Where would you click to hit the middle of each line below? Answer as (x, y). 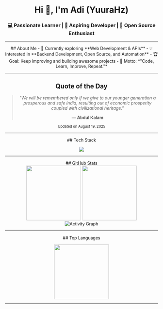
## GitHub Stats (81, 163)
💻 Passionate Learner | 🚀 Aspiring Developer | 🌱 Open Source (81, 25)
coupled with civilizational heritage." (88, 108)
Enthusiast (81, 34)
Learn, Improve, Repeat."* (81, 66)
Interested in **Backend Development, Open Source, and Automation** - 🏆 (81, 54)
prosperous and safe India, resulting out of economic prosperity (88, 103)
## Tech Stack (81, 140)
